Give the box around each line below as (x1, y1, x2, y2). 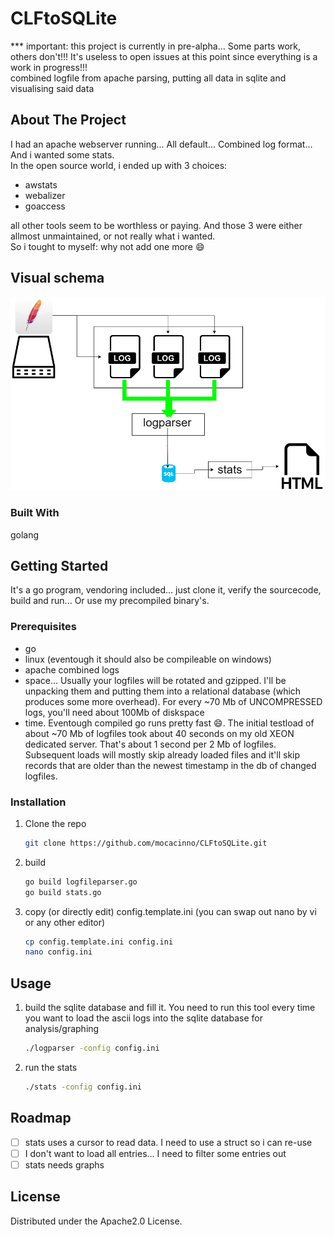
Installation (10, 795, 67, 809)
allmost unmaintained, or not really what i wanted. (10, 230, 216, 242)
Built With (10, 506, 60, 520)
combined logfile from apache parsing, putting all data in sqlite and (10, 72, 287, 84)
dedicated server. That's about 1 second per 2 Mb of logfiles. (24, 738, 277, 750)
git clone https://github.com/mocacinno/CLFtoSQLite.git (24, 838, 268, 848)
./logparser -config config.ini (24, 1043, 160, 1054)
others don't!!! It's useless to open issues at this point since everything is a (10, 50, 318, 62)
